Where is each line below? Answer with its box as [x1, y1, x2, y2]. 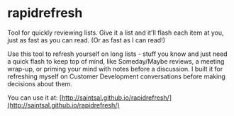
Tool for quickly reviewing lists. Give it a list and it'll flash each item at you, [7, 28, 225, 37]
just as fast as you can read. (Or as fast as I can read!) [7, 35, 165, 44]
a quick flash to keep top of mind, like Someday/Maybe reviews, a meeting [7, 57, 225, 65]
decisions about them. [7, 79, 72, 88]
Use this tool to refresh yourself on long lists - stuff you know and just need [7, 50, 228, 58]
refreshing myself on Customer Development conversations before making [7, 72, 225, 81]
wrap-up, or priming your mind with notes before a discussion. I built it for [7, 64, 223, 73]
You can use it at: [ [7, 93, 62, 102]
